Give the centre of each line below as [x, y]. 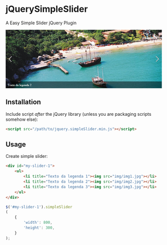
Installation [23, 102]
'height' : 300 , [39, 228]
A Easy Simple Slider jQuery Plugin [41, 23]
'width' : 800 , [38, 223]
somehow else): [22, 119]
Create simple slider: [27, 156]
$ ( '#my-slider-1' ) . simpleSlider [39, 207]
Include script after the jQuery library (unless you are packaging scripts [79, 114]
